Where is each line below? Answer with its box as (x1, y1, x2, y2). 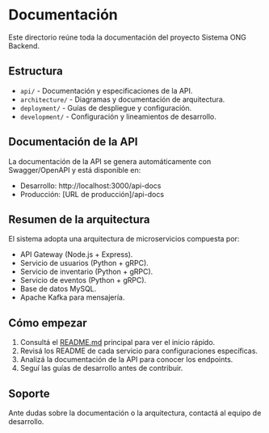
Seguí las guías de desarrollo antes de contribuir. (19, 364, 183, 373)
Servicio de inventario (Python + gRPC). (19, 267, 153, 276)
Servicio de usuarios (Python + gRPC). (19, 259, 149, 268)
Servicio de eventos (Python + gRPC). (19, 275, 147, 285)
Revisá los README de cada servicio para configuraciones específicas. (19, 346, 258, 356)
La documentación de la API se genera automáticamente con (8, 156, 212, 166)
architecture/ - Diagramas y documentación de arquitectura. (19, 95, 225, 104)
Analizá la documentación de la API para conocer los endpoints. (19, 355, 233, 364)
